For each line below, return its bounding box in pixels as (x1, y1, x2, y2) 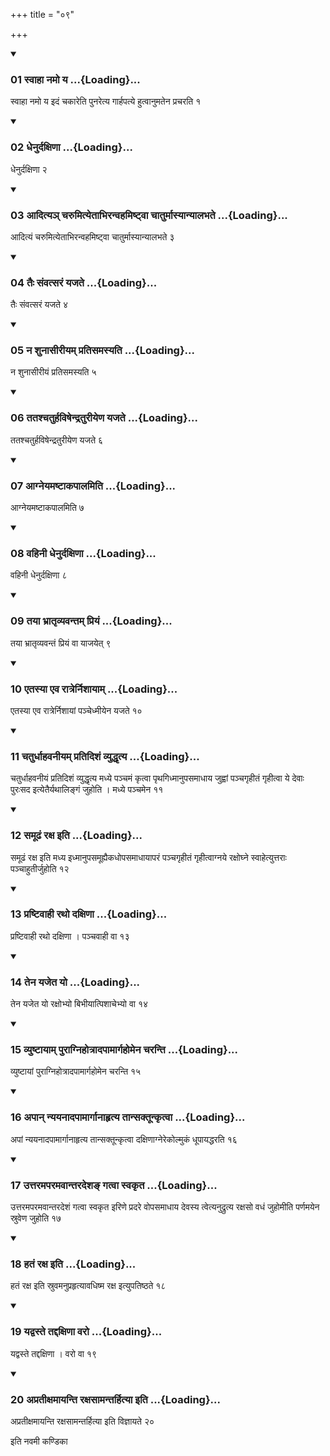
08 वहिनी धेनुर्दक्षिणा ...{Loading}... (10, 547, 157, 560)
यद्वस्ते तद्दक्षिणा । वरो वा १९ (10, 1347, 97, 1359)
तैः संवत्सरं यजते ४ (10, 299, 68, 311)
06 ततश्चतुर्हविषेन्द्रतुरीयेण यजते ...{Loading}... (10, 411, 199, 425)
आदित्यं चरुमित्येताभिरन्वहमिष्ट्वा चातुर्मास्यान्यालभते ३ (10, 230, 175, 243)
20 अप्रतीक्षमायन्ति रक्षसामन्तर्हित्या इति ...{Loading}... (10, 1392, 222, 1406)
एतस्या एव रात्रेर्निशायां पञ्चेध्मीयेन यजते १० (10, 704, 143, 716)
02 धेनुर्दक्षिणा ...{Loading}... (10, 140, 133, 154)
